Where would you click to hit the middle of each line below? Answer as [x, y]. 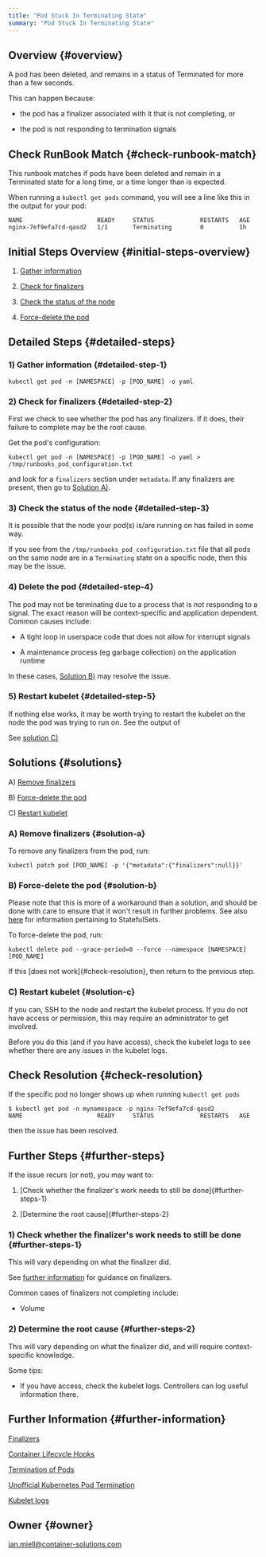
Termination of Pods [41, 1469]
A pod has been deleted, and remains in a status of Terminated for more [126, 74]
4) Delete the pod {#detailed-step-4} [81, 587]
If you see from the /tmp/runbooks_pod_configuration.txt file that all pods [129, 550]
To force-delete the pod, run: [56, 935]
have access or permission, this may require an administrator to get [118, 1018]
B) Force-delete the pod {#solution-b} [83, 885]
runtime [33, 660]
